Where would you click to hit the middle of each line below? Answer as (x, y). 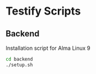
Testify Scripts (43, 11)
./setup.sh (19, 65)
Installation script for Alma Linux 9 (48, 48)
